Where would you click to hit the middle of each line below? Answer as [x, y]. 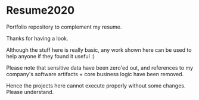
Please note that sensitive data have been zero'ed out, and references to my [100, 68]
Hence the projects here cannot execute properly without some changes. [96, 85]
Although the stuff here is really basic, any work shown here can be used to [99, 50]
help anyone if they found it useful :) [51, 56]
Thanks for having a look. [37, 38]
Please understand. [30, 92]
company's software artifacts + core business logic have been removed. [95, 74]
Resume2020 [41, 10]
